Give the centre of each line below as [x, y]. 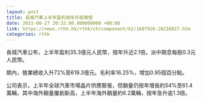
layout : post [23, 12]
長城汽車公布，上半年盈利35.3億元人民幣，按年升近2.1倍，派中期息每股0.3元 [101, 53]
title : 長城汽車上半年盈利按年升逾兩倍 [50, 18]
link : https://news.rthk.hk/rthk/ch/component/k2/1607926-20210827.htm [98, 29]
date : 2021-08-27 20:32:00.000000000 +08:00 [63, 23]
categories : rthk [28, 34]
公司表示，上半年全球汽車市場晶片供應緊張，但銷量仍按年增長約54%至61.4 [99, 86]
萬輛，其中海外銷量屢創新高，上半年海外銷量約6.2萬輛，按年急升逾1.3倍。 [98, 93]
